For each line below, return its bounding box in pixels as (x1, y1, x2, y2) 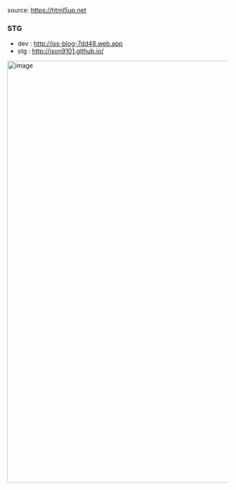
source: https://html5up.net (7, 6, 86, 14)
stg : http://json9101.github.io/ (17, 47, 104, 56)
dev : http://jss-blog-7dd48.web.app (17, 39, 123, 48)
